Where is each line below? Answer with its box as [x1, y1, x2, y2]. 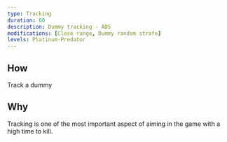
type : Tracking [7, 10, 52, 17]
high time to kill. [7, 127, 53, 135]
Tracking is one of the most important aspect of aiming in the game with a [7, 120, 221, 128]
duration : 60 [7, 17, 46, 24]
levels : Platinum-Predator [7, 36, 86, 43]
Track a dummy [7, 80, 53, 89]
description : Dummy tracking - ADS [7, 23, 111, 30]
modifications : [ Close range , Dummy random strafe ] [7, 29, 161, 37]
